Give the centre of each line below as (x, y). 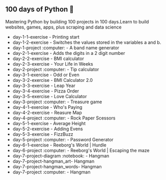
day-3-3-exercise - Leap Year (44, 85)
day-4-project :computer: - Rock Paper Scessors (64, 118)
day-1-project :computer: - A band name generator (66, 48)
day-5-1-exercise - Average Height (49, 123)
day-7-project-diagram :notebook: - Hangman (61, 156)
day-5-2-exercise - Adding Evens (48, 129)
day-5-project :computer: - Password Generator (63, 139)
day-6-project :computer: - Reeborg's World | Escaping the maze (81, 150)
